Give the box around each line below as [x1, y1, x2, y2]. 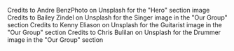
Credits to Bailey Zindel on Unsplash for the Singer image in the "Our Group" [7, 13, 228, 22]
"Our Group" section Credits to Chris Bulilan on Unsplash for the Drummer [7, 28, 221, 36]
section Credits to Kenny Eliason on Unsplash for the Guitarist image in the [7, 21, 222, 29]
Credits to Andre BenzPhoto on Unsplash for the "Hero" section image [7, 6, 210, 14]
